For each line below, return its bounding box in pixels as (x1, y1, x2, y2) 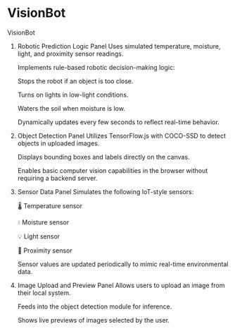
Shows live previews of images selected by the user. (17, 315, 170, 324)
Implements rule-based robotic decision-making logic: (17, 63, 175, 71)
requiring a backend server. (17, 174, 98, 182)
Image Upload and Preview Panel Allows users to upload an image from (17, 281, 225, 289)
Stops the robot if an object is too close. (17, 76, 134, 85)
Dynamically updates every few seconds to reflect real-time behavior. (17, 118, 220, 126)
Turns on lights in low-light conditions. (17, 90, 129, 99)
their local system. (17, 288, 72, 297)
